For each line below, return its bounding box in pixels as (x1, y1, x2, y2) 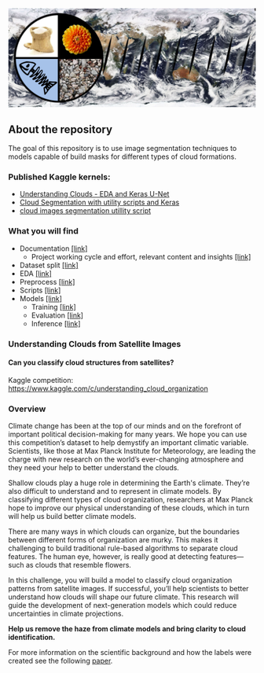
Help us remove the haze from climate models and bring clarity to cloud (8, 624, 246, 634)
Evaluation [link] (31, 311, 84, 320)
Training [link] (31, 302, 76, 311)
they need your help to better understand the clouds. (8, 463, 179, 473)
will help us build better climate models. (8, 512, 137, 521)
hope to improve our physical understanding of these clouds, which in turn (8, 503, 250, 513)
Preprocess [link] (19, 277, 75, 286)
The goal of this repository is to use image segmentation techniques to (8, 144, 237, 153)
